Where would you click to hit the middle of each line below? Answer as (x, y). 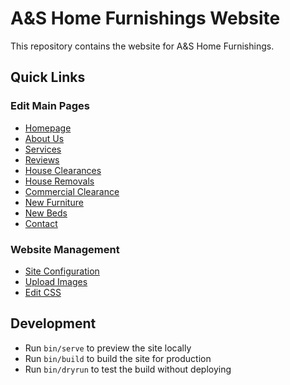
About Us (44, 138)
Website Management (65, 249)
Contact (41, 223)
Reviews (42, 159)
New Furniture (54, 202)
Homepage (48, 128)
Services (43, 149)
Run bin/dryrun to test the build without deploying (128, 369)
